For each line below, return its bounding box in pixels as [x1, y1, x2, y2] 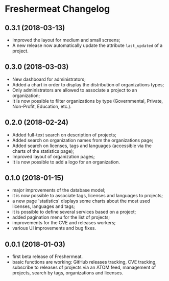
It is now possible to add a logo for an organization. [12, 159, 120, 165]
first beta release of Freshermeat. [12, 253, 83, 260]
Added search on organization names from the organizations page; [12, 137, 154, 143]
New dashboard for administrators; [12, 76, 86, 82]
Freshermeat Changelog [5, 3, 110, 15]
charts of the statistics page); [12, 148, 75, 154]
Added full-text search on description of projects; [12, 131, 117, 138]
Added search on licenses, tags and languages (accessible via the [12, 143, 152, 149]
